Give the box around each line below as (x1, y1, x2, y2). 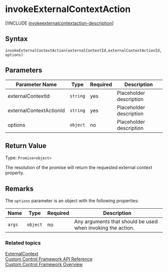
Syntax (5, 35, 28, 43)
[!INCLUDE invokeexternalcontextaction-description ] (5, 20, 114, 26)
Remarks (5, 184, 34, 193)
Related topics (5, 239, 41, 246)
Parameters (5, 66, 42, 75)
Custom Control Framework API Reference (5, 256, 92, 262)
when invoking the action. (74, 224, 134, 231)
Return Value (5, 142, 46, 150)
